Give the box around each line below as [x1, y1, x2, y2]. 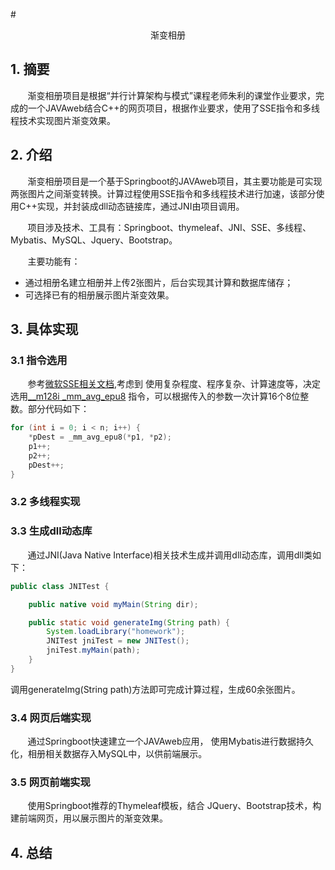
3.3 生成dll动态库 [10, 524, 93, 538]
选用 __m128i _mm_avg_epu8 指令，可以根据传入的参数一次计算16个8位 [10, 390, 301, 403]
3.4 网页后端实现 [10, 710, 92, 724]
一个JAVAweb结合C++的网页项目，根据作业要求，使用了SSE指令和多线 [27, 102, 320, 114]
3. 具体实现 [10, 321, 79, 338]
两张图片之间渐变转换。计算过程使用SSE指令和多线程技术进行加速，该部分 [10, 187, 317, 199]
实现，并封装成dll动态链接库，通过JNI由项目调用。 [36, 200, 245, 212]
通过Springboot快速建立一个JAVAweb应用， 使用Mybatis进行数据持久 [27, 735, 315, 748]
